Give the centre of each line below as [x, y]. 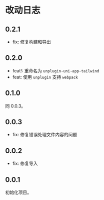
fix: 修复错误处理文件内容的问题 [45, 135]
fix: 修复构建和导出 [31, 42]
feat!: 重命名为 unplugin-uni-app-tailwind [56, 70]
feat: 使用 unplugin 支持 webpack [45, 77]
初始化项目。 [18, 192]
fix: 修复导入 [25, 163]
